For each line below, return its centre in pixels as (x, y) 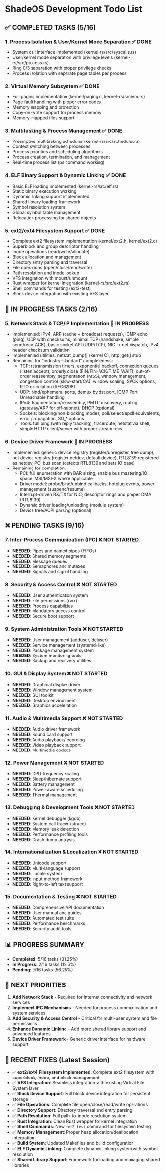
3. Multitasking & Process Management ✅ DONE (64, 131)
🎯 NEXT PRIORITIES (35, 985)
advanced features (31, 1034)
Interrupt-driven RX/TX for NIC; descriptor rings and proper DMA (85, 494)
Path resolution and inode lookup (46, 273)
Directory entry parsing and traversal (50, 262)
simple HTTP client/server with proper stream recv (71, 428)
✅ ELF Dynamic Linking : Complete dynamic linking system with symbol (85, 1148)
